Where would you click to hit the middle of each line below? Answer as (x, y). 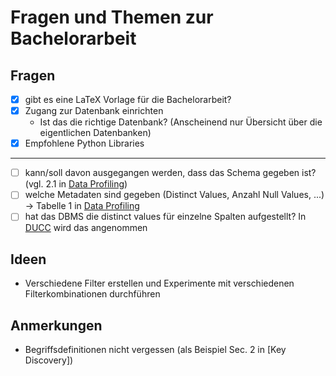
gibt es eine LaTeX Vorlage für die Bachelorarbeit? (128, 99)
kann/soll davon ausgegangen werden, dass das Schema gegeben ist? (170, 173)
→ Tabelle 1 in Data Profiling (82, 206)
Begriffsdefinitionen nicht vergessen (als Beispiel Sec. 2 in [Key (155, 349)
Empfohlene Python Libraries (84, 143)
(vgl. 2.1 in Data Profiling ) (76, 184)
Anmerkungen (56, 325)
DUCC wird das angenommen (86, 228)
